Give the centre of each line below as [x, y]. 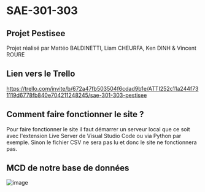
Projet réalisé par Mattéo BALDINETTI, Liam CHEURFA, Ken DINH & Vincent [101, 48]
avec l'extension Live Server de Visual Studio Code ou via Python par [94, 136]
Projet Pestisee [36, 33]
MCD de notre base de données [68, 168]
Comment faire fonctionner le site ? [75, 114]
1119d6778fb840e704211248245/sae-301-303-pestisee [77, 95]
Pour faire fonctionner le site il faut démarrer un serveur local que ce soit [98, 129]
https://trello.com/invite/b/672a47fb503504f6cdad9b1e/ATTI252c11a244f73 [102, 88]
